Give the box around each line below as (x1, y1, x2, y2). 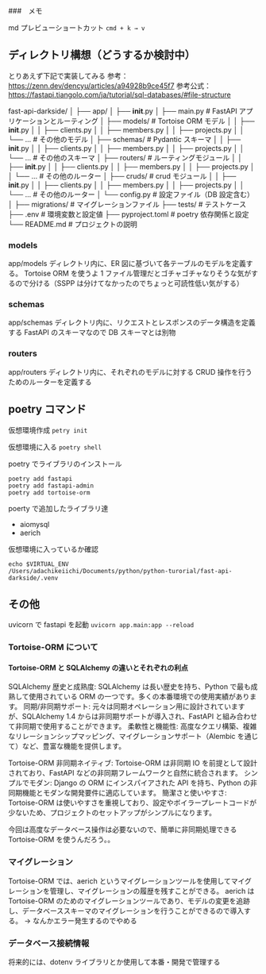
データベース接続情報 (8, 937, 90, 949)
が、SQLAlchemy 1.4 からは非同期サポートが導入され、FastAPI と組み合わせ (8, 712, 258, 722)
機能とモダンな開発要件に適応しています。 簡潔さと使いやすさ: (21, 788, 228, 798)
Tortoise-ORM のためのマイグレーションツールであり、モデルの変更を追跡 (8, 895, 251, 906)
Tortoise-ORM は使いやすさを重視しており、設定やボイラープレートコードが (8, 798, 257, 807)
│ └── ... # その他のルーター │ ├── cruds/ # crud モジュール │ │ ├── (8, 171, 237, 180)
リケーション (8, 116, 50, 125)
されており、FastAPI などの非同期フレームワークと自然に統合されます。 (8, 768, 242, 778)
